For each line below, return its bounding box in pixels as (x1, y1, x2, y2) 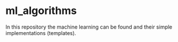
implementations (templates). (5, 29, 76, 36)
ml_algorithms (5, 4, 77, 17)
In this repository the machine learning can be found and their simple (5, 23, 173, 30)
